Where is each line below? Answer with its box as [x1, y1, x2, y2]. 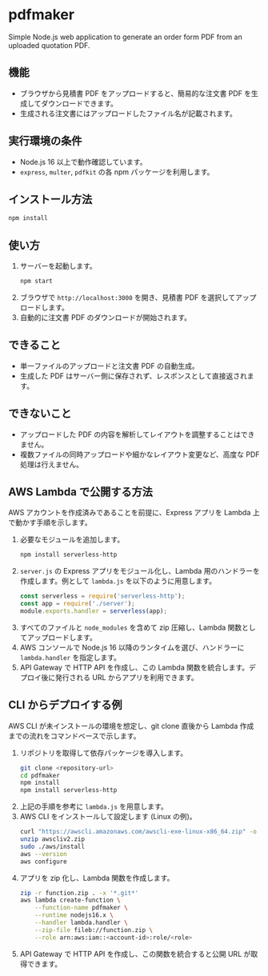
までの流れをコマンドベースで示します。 [8, 730, 141, 741]
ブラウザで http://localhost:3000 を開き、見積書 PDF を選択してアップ [19, 292, 257, 302]
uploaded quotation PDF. [8, 40, 90, 50]
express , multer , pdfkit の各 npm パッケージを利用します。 [19, 166, 214, 177]
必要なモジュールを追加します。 [19, 534, 125, 545]
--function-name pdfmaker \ [34, 904, 128, 912]
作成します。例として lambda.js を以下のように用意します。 [19, 576, 216, 586]
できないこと [8, 406, 72, 421]
